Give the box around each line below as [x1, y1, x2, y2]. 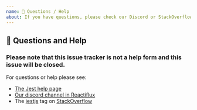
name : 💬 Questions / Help [6, 8, 69, 15]
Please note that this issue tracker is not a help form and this [6, 53, 182, 61]
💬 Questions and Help [6, 36, 87, 46]
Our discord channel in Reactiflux [14, 91, 96, 98]
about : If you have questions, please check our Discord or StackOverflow [6, 14, 193, 20]
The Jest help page [14, 85, 62, 92]
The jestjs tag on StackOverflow [14, 98, 93, 105]
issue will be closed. [6, 60, 66, 68]
